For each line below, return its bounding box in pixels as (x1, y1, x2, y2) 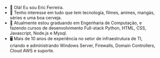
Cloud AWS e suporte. (9, 48, 55, 53)
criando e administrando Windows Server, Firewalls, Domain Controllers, (9, 43, 156, 48)
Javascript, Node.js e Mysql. (9, 30, 67, 36)
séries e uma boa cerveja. (9, 15, 62, 20)
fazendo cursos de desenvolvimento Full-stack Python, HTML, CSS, (9, 25, 146, 31)
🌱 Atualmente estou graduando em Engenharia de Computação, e (9, 20, 142, 26)
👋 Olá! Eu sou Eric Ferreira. (9, 5, 64, 10)
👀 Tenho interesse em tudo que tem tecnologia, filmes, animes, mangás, (9, 10, 155, 15)
